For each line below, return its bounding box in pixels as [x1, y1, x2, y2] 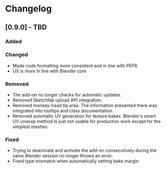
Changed [5, 51, 28, 58]
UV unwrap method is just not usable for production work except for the [12, 118, 161, 124]
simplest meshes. [12, 123, 49, 130]
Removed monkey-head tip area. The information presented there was [12, 102, 157, 108]
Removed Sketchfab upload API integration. [12, 97, 102, 103]
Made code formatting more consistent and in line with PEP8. [12, 62, 138, 68]
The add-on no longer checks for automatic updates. [12, 92, 122, 98]
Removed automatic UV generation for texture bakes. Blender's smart [12, 113, 156, 119]
